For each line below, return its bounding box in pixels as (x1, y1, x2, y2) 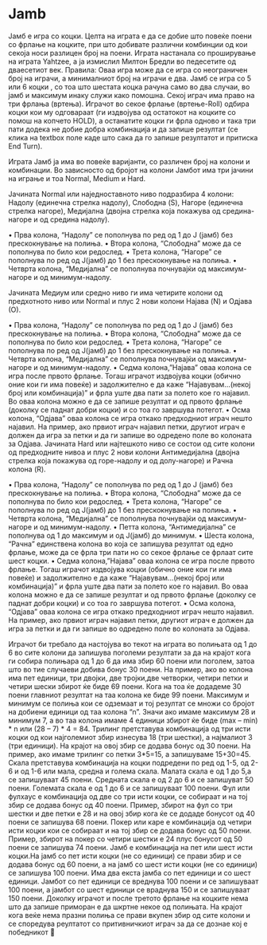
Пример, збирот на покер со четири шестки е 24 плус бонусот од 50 (8, 834, 243, 844)
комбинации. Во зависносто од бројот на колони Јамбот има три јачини (8, 165, 254, 175)
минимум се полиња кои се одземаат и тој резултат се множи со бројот (8, 699, 255, 708)
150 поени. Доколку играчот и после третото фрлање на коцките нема (8, 893, 249, 903)
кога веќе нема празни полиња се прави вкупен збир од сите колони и (8, 910, 250, 919)
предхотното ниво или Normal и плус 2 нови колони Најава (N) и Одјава (8, 296, 253, 305)
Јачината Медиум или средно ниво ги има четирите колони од (8, 288, 223, 297)
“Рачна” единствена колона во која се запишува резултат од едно (8, 539, 234, 549)
